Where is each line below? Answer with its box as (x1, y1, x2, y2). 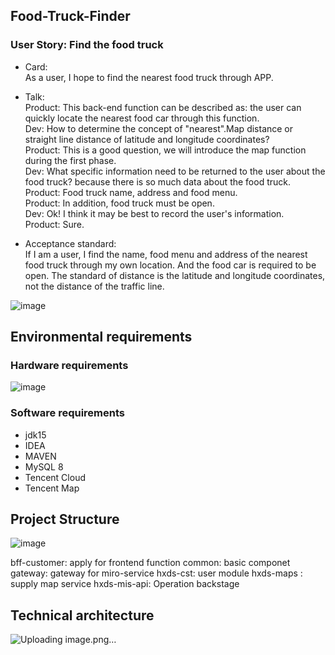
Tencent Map (24, 482, 80, 494)
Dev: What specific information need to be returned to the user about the (24, 165, 326, 177)
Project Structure (10, 511, 120, 528)
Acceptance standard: (24, 237, 117, 249)
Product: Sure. (24, 218, 85, 230)
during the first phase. (24, 154, 117, 166)
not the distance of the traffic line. (24, 280, 165, 292)
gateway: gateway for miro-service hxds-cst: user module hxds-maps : (10, 567, 303, 579)
